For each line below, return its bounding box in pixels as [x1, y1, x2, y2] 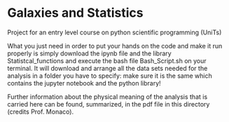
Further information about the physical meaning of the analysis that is [7, 93, 208, 101]
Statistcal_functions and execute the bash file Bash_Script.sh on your [7, 56, 207, 65]
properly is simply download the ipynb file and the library [7, 49, 172, 57]
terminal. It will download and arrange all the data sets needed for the [7, 64, 208, 72]
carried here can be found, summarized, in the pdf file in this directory [7, 100, 210, 108]
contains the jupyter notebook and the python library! [7, 79, 161, 87]
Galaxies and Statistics [7, 5, 144, 21]
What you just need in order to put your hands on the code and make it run [7, 41, 223, 50]
